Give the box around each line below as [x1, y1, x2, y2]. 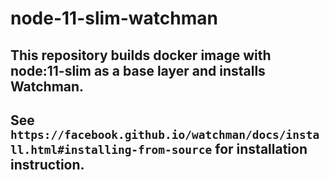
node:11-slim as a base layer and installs [10, 62, 266, 79]
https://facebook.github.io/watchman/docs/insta [10, 127, 320, 142]
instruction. [10, 156, 85, 173]
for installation [214, 140, 308, 157]
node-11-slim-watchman [10, 7, 218, 30]
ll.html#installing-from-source [10, 142, 213, 157]
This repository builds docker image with [10, 47, 272, 64]
